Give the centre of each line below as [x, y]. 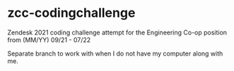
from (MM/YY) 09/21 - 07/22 [49, 39]
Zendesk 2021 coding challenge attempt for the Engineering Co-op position [117, 32]
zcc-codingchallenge [71, 13]
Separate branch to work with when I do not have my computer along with [115, 53]
